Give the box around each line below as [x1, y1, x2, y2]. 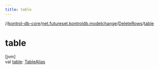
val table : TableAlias [5, 59, 45, 65]
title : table [5, 7, 32, 12]
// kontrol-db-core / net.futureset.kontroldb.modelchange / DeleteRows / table [5, 20, 154, 26]
